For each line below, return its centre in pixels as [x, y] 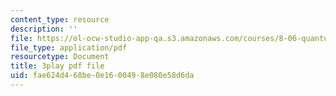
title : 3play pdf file [57, 66]
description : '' [44, 29]
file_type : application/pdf [69, 47]
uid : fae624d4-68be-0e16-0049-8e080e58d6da [102, 76]
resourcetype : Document [60, 57]
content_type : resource [60, 19]
